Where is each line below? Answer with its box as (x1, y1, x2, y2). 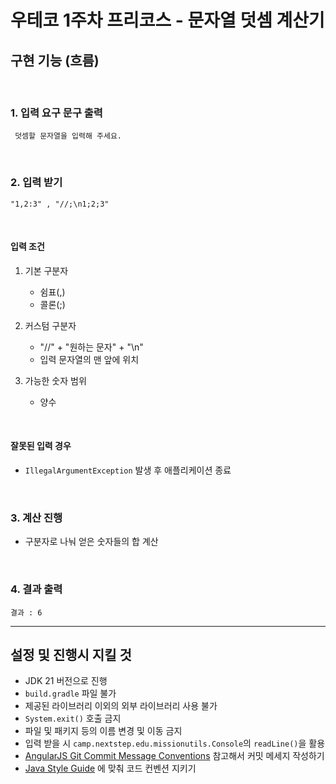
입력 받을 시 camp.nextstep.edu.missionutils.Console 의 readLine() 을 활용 (24, 737, 326, 750)
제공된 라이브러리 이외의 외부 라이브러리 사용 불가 (24, 700, 218, 712)
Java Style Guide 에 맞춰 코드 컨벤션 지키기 (24, 762, 197, 775)
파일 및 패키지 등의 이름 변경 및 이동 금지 (24, 725, 183, 737)
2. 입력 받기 (10, 176, 63, 190)
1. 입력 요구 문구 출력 (10, 106, 103, 120)
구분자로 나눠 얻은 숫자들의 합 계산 (24, 536, 159, 548)
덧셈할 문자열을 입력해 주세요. (14, 131, 123, 141)
